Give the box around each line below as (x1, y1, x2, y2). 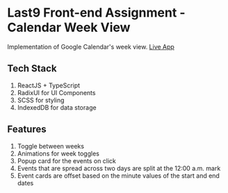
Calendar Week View (7, 19, 131, 35)
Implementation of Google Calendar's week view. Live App (7, 42, 175, 51)
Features (7, 124, 47, 135)
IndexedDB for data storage (17, 103, 97, 112)
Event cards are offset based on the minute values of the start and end (17, 171, 220, 180)
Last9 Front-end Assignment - (7, 5, 186, 21)
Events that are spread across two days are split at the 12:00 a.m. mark (17, 164, 221, 172)
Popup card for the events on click (17, 156, 117, 165)
